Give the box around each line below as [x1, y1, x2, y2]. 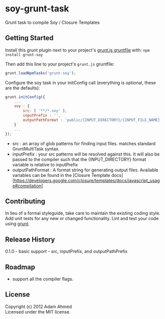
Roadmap [5, 263, 36, 271]
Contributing [5, 197, 45, 205]
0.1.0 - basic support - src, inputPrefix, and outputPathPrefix [5, 248, 127, 254]
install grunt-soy [5, 52, 43, 57]
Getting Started [5, 34, 54, 42]
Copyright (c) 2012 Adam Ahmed [5, 304, 72, 310]
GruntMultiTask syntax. [12, 146, 60, 152]
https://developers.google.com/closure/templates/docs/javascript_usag [14, 177, 160, 183]
